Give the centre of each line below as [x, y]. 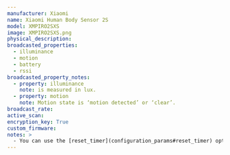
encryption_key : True [38, 122]
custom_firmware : [32, 128]
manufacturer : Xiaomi [38, 13]
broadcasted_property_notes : [49, 77]
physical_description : [39, 39]
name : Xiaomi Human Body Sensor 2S [58, 20]
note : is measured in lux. [58, 90]
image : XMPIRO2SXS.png [39, 33]
